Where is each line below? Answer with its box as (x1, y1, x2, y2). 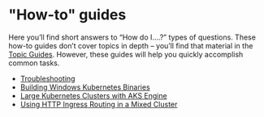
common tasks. (8, 58, 60, 68)
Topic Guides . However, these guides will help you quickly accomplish (8, 49, 244, 59)
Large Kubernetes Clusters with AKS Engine (19, 90, 168, 100)
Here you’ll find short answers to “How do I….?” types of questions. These (8, 32, 256, 42)
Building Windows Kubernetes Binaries (19, 82, 150, 92)
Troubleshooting (19, 73, 76, 83)
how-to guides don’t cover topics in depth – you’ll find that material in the (8, 40, 253, 50)
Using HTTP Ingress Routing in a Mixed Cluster (19, 99, 178, 109)
